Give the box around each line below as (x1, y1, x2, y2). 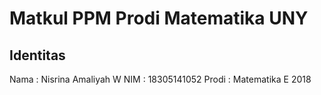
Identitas (9, 47, 66, 64)
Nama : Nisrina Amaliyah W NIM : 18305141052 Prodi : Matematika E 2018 (9, 73, 312, 85)
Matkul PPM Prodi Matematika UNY (9, 7, 309, 30)
